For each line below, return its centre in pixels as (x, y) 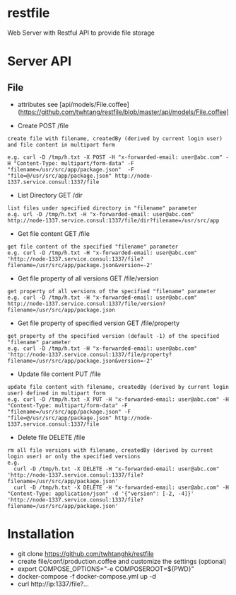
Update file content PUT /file (59, 374)
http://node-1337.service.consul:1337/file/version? (87, 304)
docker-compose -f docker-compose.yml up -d (87, 576)
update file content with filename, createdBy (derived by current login (118, 387)
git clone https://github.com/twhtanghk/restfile (85, 553)
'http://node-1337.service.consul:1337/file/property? (90, 355)
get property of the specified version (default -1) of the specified (113, 336)
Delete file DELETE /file (51, 437)
